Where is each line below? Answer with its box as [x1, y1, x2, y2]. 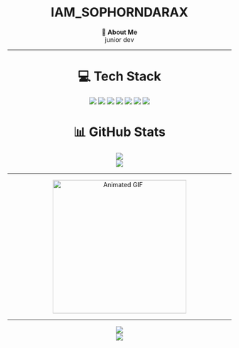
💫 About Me [102, 28, 137, 36]
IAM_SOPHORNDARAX [51, 4, 188, 21]
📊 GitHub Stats [73, 124, 166, 140]
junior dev [105, 35, 134, 43]
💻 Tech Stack [78, 68, 161, 85]
